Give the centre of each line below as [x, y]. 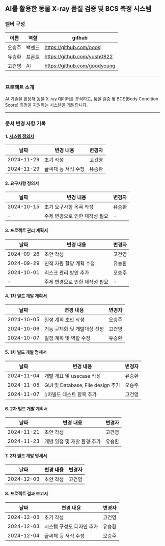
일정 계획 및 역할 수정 [67, 338]
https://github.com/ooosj [73, 47]
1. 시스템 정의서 [20, 136]
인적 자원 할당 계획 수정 [69, 263]
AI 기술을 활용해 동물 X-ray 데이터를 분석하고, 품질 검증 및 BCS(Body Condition [82, 99]
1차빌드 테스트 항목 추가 [70, 394]
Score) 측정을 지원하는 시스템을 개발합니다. [47, 105]
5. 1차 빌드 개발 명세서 [26, 352]
